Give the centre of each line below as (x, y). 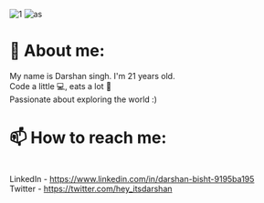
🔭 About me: (57, 51)
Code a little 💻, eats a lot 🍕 (61, 86)
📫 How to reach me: (88, 138)
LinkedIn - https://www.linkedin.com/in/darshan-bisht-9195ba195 (132, 178)
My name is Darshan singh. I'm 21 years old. (92, 76)
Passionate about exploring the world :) (84, 99)
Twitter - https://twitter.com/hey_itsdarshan (91, 188)
